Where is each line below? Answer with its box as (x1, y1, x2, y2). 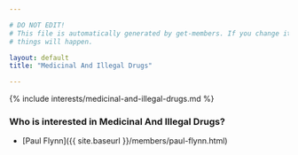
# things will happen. (9, 37, 93, 46)
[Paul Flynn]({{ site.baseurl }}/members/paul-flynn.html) (21, 136, 228, 146)
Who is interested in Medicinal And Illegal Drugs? (9, 116, 226, 128)
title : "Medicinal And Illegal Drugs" (9, 61, 153, 71)
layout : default (9, 53, 69, 62)
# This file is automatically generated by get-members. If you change (9, 28, 279, 38)
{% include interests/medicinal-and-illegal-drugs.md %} (9, 94, 215, 105)
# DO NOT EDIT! (9, 20, 66, 29)
